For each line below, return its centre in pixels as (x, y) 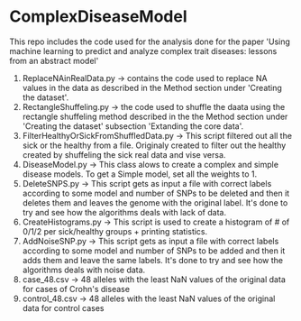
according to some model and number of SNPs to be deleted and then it (156, 193)
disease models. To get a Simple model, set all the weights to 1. (140, 174)
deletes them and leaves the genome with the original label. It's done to (155, 202)
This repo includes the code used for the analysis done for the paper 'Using (150, 41)
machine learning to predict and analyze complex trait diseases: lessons (143, 50)
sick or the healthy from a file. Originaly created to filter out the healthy (154, 145)
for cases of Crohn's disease (76, 289)
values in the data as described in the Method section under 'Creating (152, 87)
